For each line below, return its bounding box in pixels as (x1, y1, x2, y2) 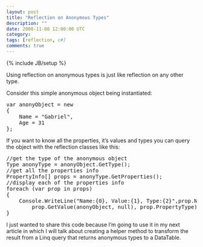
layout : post (6, 8, 39, 15)
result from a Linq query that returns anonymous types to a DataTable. (6, 234, 181, 241)
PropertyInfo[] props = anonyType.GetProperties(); (6, 173, 163, 180)
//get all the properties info (6, 167, 99, 174)
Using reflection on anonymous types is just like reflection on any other (6, 71, 184, 78)
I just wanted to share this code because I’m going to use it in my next (6, 221, 180, 228)
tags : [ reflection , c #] (6, 37, 66, 43)
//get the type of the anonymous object (6, 155, 128, 161)
